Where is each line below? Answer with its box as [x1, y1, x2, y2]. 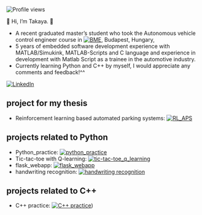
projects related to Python [6, 132, 109, 143]
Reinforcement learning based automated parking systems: [15, 114, 166, 122]
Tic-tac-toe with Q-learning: [15, 155, 87, 162]
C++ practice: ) [15, 202, 93, 209]
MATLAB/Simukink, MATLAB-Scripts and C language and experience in [15, 49, 196, 56]
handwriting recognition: [15, 168, 78, 175]
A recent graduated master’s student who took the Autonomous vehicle [15, 29, 196, 37]
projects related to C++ [6, 186, 97, 196]
